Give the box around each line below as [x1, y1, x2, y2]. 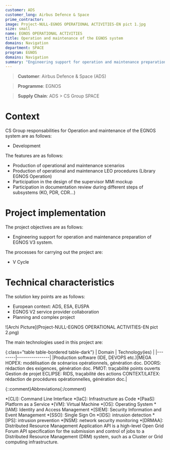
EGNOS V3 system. [12, 239, 53, 245]
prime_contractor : [5, 17, 44, 22]
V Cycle [12, 259, 29, 265]
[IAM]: [5, 407, 19, 413]
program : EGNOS [5, 50, 37, 55]
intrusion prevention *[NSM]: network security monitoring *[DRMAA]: [17, 417, 163, 424]
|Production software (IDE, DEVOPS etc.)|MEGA [52, 355, 152, 361]
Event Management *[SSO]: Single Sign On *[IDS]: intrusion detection [5, 412, 152, 418]
